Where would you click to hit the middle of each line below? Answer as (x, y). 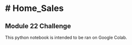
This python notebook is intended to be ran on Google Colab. (66, 37)
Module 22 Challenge (38, 26)
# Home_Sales (34, 8)
